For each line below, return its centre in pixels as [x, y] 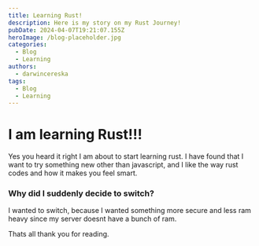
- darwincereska [42, 74]
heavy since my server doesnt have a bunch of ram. [92, 219]
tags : [17, 81]
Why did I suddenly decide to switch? [81, 193]
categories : [28, 45]
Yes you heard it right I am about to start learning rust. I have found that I [126, 156]
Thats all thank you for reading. [59, 234]
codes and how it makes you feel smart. [73, 173]
